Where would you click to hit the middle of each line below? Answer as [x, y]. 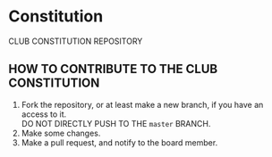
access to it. [44, 114]
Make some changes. [61, 133]
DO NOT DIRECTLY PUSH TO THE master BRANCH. [116, 123]
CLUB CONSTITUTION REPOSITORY [76, 41]
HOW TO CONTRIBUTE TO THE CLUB [113, 69]
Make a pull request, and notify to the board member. [119, 142]
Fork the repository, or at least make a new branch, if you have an [142, 104]
